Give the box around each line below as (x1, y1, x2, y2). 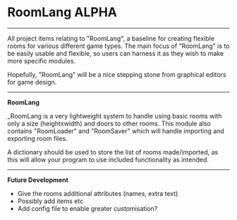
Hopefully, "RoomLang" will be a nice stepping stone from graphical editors (7, 70, 226, 78)
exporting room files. (7, 134, 68, 142)
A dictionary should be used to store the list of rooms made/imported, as (7, 147, 219, 156)
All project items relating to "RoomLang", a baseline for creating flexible (7, 34, 215, 42)
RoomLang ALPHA (7, 4, 118, 20)
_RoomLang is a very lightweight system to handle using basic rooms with (7, 111, 222, 120)
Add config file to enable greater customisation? (17, 204, 158, 212)
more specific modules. (7, 56, 76, 65)
